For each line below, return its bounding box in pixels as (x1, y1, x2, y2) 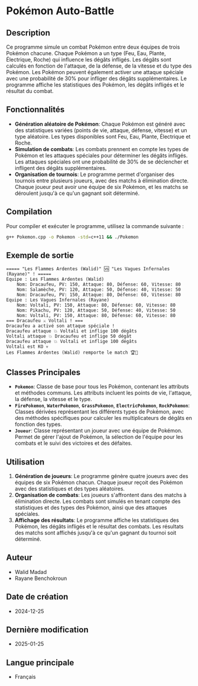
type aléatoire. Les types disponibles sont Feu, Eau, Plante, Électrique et (14, 133, 191, 140)
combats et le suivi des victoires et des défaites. (14, 440, 133, 447)
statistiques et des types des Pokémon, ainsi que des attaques (14, 504, 167, 511)
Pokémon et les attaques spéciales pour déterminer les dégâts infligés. (14, 152, 188, 159)
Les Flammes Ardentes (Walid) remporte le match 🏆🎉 (6, 350, 138, 356)
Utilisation (6, 457, 45, 467)
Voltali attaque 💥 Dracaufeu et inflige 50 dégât (6, 334, 132, 339)
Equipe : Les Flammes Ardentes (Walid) (6, 277, 105, 283)
